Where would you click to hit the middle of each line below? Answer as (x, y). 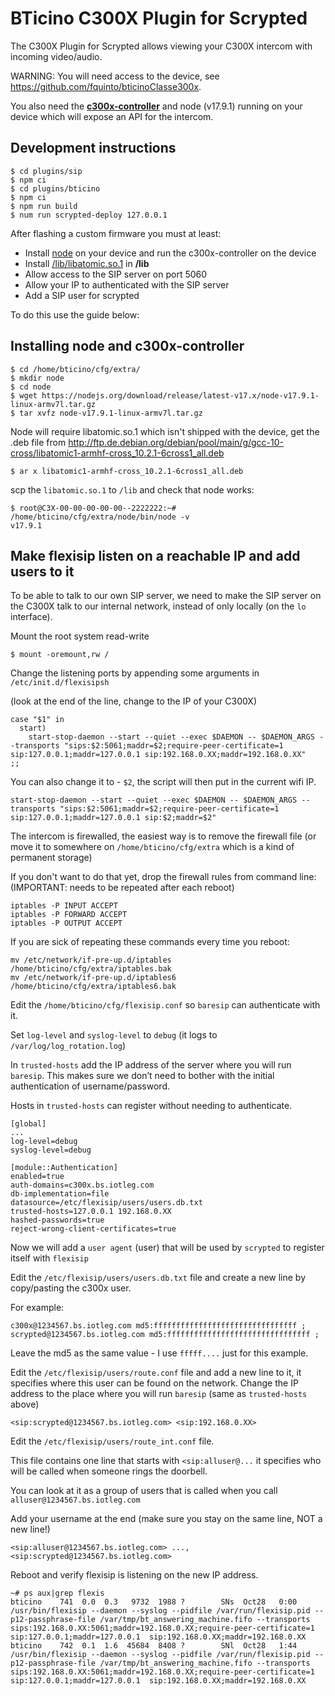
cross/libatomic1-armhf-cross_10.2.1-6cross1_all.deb (117, 453)
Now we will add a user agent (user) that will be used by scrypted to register (167, 1248)
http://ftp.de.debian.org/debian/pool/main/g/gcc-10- (176, 442)
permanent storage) (51, 858)
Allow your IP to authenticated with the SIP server (127, 284)
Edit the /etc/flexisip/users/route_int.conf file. (112, 1441)
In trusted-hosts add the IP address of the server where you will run (151, 1065)
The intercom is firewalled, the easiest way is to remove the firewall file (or (163, 836)
